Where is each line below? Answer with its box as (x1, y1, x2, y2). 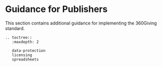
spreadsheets (11, 56, 39, 62)
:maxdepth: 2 (11, 39, 39, 44)
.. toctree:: (5, 35, 32, 40)
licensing (11, 52, 32, 57)
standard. (5, 25, 25, 31)
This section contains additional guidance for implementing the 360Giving (5, 20, 157, 26)
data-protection (11, 48, 46, 53)
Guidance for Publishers (5, 3, 108, 15)
